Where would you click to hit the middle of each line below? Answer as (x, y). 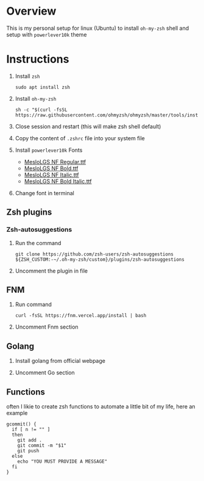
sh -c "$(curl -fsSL (41, 110)
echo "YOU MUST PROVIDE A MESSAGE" (62, 461)
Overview (31, 11)
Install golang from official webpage (60, 361)
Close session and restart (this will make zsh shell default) (88, 126)
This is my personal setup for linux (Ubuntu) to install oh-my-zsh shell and (98, 28)
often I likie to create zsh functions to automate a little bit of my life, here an (101, 406)
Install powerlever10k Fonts (49, 150)
